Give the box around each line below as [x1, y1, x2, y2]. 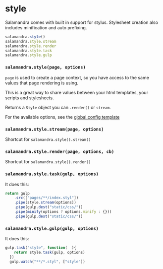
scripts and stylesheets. [5, 95, 54, 101]
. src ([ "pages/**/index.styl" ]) [14, 196, 79, 201]
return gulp [5, 191, 30, 196]
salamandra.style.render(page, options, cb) [5, 148, 114, 154]
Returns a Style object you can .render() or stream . [5, 104, 111, 110]
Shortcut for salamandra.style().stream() [5, 136, 91, 142]
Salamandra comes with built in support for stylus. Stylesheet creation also [5, 19, 159, 25]
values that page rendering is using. [5, 80, 78, 86]
